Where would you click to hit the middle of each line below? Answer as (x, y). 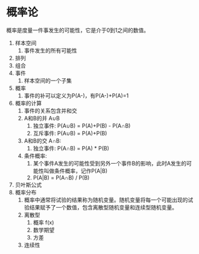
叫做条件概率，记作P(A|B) (76, 171)
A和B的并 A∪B (42, 118)
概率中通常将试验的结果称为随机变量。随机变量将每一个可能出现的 (106, 200)
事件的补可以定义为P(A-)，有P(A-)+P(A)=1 (76, 95)
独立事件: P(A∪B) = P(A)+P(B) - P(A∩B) (82, 125)
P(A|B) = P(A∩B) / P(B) (61, 178)
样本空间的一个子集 (48, 80)
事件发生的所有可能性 (50, 50)
